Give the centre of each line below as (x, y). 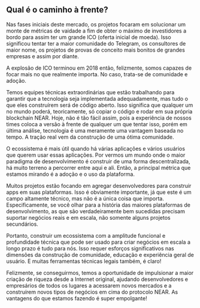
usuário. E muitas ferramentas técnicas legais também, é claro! (84, 261)
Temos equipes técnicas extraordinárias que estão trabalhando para (90, 92)
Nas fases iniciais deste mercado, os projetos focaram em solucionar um (96, 24)
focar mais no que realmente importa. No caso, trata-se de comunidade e (97, 74)
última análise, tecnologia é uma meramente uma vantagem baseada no (95, 130)
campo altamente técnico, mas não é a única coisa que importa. (85, 198)
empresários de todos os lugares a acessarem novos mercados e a (89, 285)
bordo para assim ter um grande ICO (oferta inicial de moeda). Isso (89, 37)
